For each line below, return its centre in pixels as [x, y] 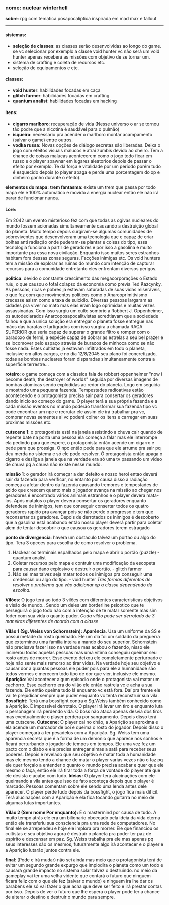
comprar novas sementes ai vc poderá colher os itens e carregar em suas [82, 417]
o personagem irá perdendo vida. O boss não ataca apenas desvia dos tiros [84, 712]
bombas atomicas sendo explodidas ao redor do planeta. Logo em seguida [83, 385]
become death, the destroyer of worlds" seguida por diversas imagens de [82, 379]
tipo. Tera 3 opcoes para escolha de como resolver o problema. [71, 543]
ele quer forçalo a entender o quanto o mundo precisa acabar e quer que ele [84, 765]
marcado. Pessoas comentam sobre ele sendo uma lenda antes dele [76, 786]
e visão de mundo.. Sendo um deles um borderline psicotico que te [75, 605]
